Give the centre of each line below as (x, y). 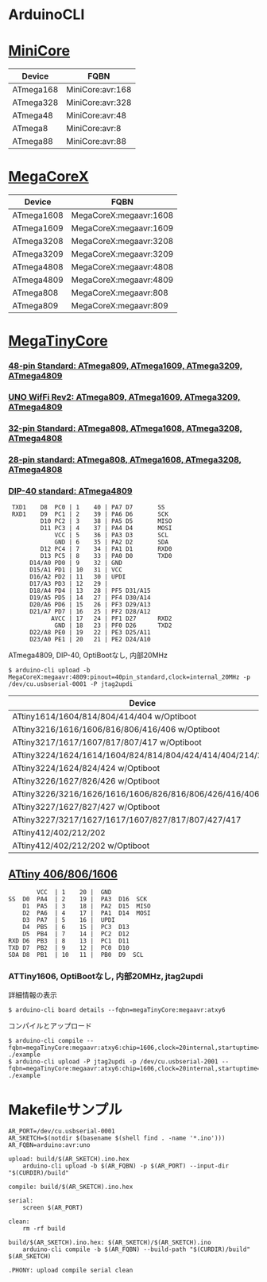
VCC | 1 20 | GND (74, 893)
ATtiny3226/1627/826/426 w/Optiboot (86, 781)
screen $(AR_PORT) (53, 1208)
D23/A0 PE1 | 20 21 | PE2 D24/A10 (90, 640)
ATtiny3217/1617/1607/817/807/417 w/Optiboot (107, 742)
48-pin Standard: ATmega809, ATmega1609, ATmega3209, (126, 366)
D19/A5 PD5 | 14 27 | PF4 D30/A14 (90, 598)
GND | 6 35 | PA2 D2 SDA (112, 542)
